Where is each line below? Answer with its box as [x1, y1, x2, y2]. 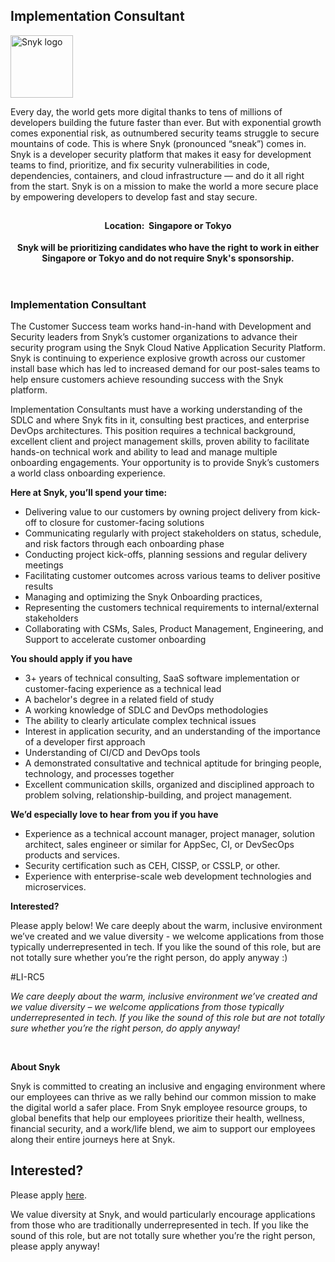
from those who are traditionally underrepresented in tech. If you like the [10, 1219, 309, 1231]
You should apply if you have [10, 653, 133, 664]
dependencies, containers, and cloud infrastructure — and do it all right [10, 169, 305, 181]
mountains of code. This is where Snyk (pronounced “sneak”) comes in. [10, 137, 307, 149]
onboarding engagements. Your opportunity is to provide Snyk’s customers [10, 457, 320, 468]
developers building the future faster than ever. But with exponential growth [10, 116, 322, 128]
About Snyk [10, 1061, 61, 1073]
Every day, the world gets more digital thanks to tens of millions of [10, 105, 283, 118]
